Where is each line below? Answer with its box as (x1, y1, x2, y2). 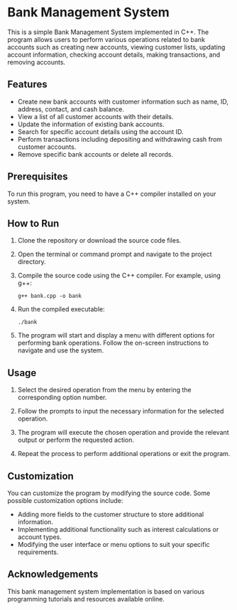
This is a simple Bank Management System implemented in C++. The (7, 28, 209, 36)
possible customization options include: (7, 497, 123, 504)
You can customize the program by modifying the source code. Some (7, 489, 211, 497)
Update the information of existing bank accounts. (17, 120, 165, 128)
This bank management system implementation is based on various (7, 587, 205, 596)
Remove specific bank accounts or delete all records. (17, 150, 174, 158)
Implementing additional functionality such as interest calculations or (17, 526, 219, 533)
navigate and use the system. (17, 346, 104, 355)
